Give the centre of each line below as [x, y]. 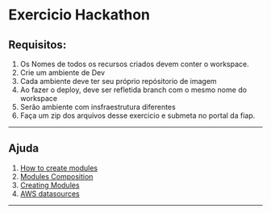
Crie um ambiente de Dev [62, 73]
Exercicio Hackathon [79, 15]
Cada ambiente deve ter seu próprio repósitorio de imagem [118, 81]
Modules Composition [56, 176]
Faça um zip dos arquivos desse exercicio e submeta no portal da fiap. [138, 115]
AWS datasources [50, 193]
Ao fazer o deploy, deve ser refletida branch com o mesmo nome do [133, 90]
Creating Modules [50, 185]
